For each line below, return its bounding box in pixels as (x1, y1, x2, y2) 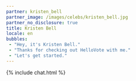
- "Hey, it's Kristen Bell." (8, 42, 81, 48)
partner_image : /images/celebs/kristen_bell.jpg (6, 14, 128, 20)
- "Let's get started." (8, 53, 67, 59)
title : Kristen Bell (6, 25, 57, 31)
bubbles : (6, 36, 28, 42)
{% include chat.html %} (6, 69, 66, 76)
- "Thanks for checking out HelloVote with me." (8, 47, 131, 53)
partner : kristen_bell (6, 8, 62, 15)
